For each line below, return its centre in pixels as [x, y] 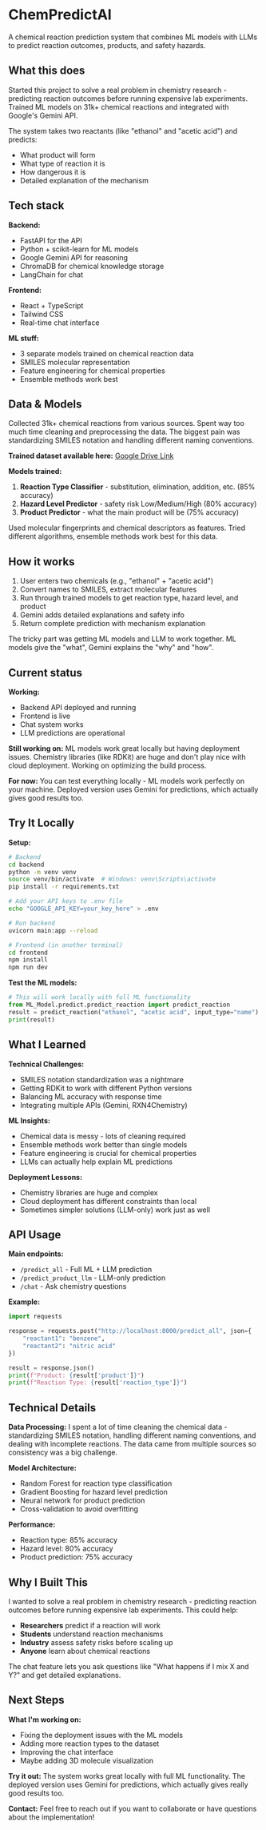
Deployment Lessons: [45, 1177]
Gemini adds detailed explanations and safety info [102, 615]
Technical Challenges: [46, 1064]
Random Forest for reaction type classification [96, 1483]
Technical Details [52, 1408]
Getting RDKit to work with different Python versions [106, 1088]
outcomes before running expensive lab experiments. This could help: [123, 1610]
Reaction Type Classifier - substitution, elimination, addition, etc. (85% [137, 487]
